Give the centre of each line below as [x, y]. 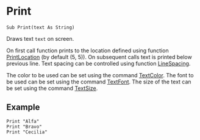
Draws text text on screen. [40, 38]
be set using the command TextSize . [52, 88]
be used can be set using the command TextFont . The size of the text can [99, 82]
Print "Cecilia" [27, 132]
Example [23, 107]
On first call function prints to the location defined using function [87, 51]
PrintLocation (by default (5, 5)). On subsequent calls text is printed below [99, 57]
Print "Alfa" [23, 121]
